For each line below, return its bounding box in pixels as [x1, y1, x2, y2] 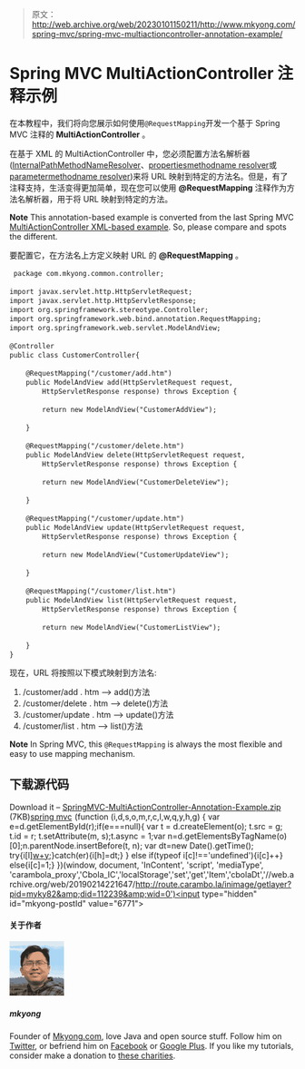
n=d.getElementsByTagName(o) [167, 830, 288, 841]
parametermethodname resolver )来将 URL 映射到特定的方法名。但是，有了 [9, 171, 289, 181]
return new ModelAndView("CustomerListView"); [42, 623, 221, 632]
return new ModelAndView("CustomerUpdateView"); [42, 550, 230, 559]
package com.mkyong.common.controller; [13, 269, 165, 278]
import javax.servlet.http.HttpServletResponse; [9, 296, 197, 305]
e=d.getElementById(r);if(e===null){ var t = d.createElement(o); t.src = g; [9, 820, 283, 831]
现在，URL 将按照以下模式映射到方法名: [9, 667, 157, 678]
